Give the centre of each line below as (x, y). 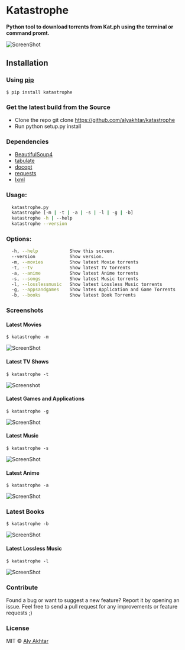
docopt (23, 167)
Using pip (20, 80)
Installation (27, 63)
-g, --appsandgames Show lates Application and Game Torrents (94, 290)
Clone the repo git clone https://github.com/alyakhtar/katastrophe (95, 120)
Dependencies (27, 141)
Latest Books (25, 511)
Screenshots (25, 310)
